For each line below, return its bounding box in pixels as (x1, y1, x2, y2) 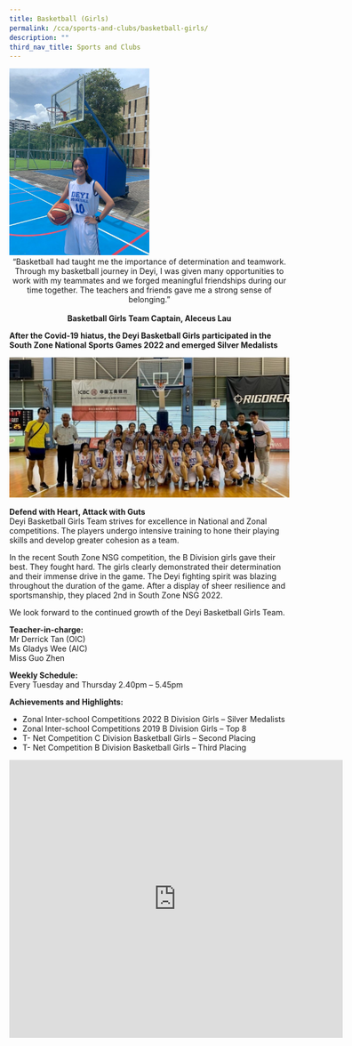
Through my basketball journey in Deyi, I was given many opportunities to (14, 266, 284, 277)
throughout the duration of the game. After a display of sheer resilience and (9, 581, 286, 591)
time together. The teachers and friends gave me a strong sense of (26, 285, 273, 295)
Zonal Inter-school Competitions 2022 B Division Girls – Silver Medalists (21, 714, 286, 725)
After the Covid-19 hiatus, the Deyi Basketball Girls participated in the (9, 330, 272, 342)
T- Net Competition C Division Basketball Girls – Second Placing (21, 733, 256, 744)
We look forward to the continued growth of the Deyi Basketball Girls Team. (9, 607, 285, 618)
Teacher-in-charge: (9, 624, 84, 635)
